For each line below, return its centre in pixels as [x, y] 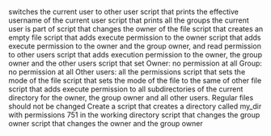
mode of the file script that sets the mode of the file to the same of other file [135, 81]
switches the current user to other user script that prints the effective [123, 12]
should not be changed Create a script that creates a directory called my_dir [135, 106]
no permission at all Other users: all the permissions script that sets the [127, 72]
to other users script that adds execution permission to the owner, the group [135, 55]
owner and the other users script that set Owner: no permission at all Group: [135, 63]
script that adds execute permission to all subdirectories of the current [126, 89]
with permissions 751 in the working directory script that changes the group [134, 115]
